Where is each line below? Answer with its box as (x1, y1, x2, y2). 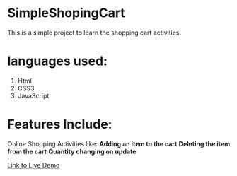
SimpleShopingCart (7, 5, 125, 21)
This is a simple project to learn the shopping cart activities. (7, 28, 182, 37)
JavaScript (17, 91, 50, 100)
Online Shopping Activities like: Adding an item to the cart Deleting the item (7, 139, 231, 148)
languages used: (7, 53, 108, 69)
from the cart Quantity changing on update (7, 147, 137, 156)
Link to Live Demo (7, 160, 60, 169)
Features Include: (7, 117, 112, 132)
